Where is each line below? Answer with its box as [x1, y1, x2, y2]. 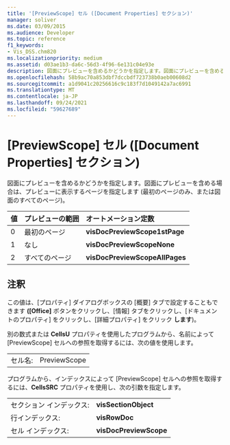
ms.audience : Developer [7, 29, 75, 36]
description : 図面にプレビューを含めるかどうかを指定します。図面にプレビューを [7, 67, 210, 74]
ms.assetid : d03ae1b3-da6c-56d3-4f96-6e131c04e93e [7, 61, 155, 68]
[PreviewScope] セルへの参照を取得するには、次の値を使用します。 [7, 338, 197, 347]
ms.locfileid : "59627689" [7, 106, 81, 113]
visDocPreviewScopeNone [86, 240, 175, 249]
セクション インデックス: [10, 400, 90, 409]
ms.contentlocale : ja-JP [7, 93, 78, 100]
